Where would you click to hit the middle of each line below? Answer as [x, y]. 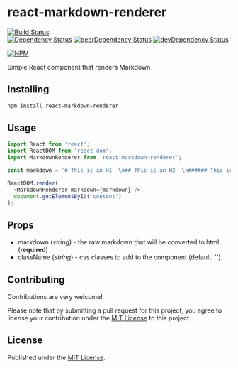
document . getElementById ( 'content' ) [68, 196]
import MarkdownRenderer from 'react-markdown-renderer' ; [95, 158]
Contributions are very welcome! [55, 297]
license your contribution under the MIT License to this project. [99, 318]
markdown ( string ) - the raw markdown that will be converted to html [118, 242]
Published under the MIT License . [57, 357]
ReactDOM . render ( [33, 183]
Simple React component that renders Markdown [79, 67]
